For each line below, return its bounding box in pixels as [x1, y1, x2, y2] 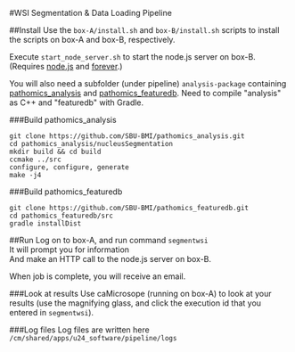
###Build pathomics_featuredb [9, 186, 123, 197]
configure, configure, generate [9, 163, 129, 172]
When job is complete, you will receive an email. [9, 271, 186, 282]
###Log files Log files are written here [9, 324, 150, 335]
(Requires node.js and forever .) [9, 61, 123, 71]
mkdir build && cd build [9, 147, 102, 156]
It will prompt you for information [9, 244, 130, 255]
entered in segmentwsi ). [9, 307, 94, 317]
